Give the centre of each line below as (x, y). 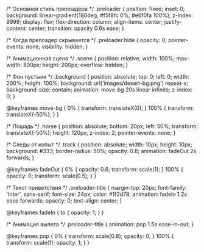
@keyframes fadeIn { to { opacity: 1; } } (55, 212)
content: (17, 28)
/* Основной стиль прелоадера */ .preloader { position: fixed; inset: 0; (96, 9)
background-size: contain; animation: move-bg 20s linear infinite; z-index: (100, 90)
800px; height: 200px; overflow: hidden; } (76, 65)
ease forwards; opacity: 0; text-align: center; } (64, 200)
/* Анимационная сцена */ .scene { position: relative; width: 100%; (91, 58)
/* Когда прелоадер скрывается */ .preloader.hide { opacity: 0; (87, 40)
